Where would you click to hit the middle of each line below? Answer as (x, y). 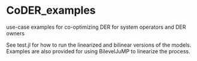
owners (16, 33)
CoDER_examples (51, 10)
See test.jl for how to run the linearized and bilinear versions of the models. (99, 45)
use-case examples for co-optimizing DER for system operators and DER (96, 27)
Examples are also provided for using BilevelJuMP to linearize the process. (98, 51)
